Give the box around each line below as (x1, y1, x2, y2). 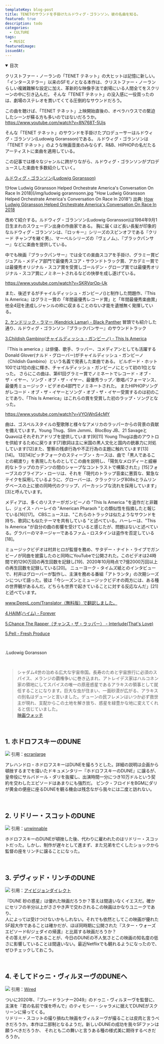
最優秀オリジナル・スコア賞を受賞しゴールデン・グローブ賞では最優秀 (9, 264, 151, 270)
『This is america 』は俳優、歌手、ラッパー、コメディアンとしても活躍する (5, 346, 156, 352)
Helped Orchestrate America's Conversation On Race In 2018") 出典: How (5, 196, 154, 202)
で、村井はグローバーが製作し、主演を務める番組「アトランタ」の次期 (5, 571, 147, 577)
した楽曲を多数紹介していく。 (18, 165, 78, 170)
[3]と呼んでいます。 (5, 489, 45, 495)
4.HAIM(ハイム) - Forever (5, 610, 56, 616)
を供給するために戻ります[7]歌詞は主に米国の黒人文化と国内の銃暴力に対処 (5, 440, 157, 445)
